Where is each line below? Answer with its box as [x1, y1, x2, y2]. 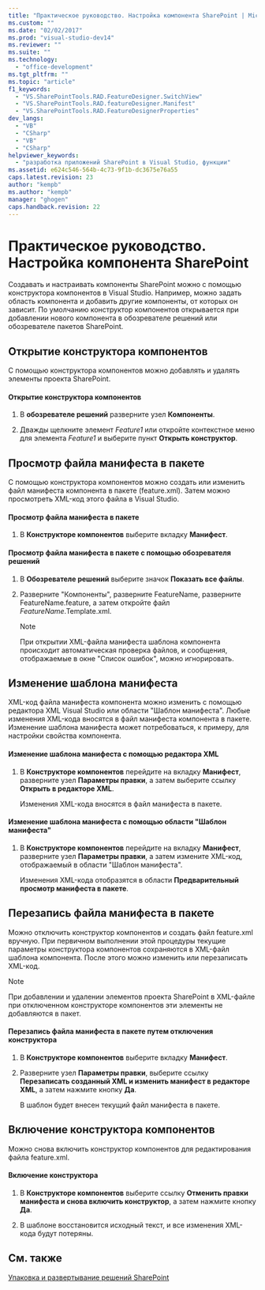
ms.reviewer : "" [8, 41, 62, 49]
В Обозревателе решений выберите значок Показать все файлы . [19, 574, 244, 584]
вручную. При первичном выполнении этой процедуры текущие [8, 936, 226, 945]
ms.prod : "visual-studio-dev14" [8, 33, 114, 42]
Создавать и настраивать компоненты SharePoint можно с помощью [8, 280, 242, 289]
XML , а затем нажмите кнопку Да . [19, 1084, 136, 1094]
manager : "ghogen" [8, 195, 69, 203]
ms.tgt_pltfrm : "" [8, 70, 69, 78]
